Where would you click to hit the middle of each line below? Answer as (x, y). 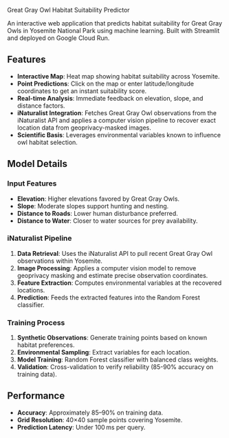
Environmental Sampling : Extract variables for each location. (104, 352)
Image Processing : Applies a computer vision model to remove (107, 268)
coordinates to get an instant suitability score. (82, 91)
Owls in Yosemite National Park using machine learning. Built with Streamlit (113, 31)
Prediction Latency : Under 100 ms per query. (81, 427)
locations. (31, 290)
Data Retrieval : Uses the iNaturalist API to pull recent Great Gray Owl (115, 253)
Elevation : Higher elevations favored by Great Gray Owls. (98, 199)
